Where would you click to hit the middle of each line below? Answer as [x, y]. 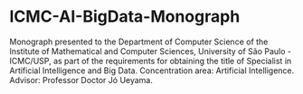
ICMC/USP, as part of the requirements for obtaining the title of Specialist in [151, 61]
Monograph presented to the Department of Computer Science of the [139, 42]
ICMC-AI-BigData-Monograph [125, 17]
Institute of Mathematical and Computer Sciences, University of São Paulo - [151, 51]
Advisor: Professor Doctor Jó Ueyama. [81, 80]
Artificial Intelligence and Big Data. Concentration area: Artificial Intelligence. [152, 70]
